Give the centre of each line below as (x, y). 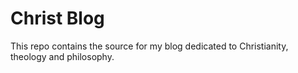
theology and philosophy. (62, 56)
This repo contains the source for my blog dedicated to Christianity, (149, 46)
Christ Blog (57, 18)
